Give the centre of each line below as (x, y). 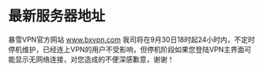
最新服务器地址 (57, 16)
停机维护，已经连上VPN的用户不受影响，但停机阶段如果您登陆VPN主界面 (126, 49)
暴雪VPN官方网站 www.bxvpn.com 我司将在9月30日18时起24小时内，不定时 (131, 39)
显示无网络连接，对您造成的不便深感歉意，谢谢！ (94, 59)
